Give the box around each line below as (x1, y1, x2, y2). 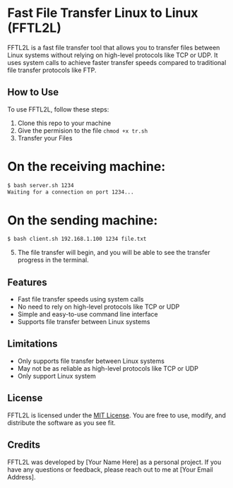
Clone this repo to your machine (17, 119, 112, 127)
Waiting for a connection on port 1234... (7, 189, 134, 196)
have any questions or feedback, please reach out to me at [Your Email (7, 465, 213, 474)
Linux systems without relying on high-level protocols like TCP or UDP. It (7, 51, 218, 59)
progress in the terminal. (17, 256, 90, 264)
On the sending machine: (7, 212, 158, 228)
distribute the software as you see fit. (7, 418, 116, 427)
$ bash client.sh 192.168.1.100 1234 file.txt (7, 235, 147, 243)
